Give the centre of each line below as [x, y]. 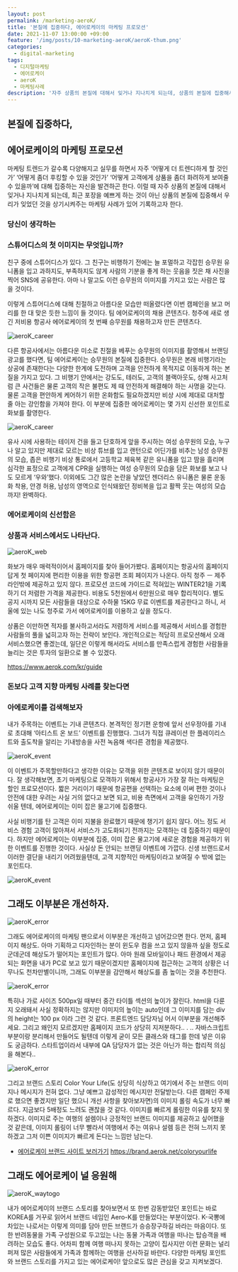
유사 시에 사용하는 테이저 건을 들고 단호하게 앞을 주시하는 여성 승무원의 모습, [112, 441]
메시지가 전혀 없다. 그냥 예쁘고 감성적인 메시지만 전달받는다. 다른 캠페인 [119, 1092]
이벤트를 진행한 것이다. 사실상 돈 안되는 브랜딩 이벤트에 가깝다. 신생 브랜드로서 [122, 848]
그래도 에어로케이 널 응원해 [62, 1176]
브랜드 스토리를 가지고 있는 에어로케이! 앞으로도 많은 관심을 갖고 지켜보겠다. [119, 1261]
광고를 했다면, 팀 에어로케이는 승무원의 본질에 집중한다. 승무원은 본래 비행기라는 [117, 359]
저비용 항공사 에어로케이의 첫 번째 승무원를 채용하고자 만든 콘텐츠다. [108, 321]
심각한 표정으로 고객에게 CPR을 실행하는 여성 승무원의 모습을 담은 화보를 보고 [114, 468]
